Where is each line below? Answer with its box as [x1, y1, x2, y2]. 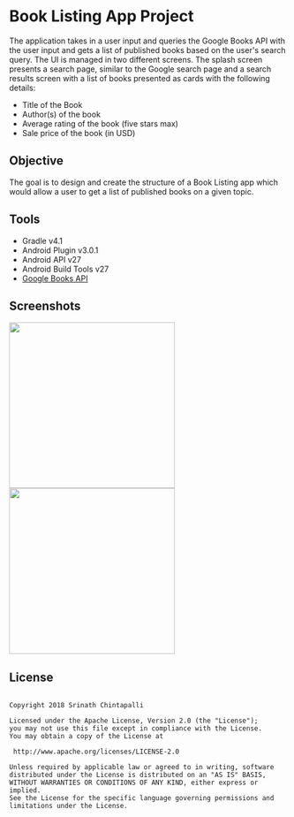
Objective [9, 153, 64, 169]
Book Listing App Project [9, 6, 194, 27]
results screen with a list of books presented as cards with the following [9, 73, 271, 83]
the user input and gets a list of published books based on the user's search [9, 44, 286, 55]
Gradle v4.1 [21, 235, 64, 246]
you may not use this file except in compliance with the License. [9, 724, 263, 733]
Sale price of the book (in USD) [21, 127, 136, 138]
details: [9, 82, 36, 93]
